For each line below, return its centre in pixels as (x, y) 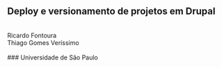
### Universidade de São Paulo (53, 57)
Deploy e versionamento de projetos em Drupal (111, 11)
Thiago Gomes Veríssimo (43, 42)
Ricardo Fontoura (32, 35)
